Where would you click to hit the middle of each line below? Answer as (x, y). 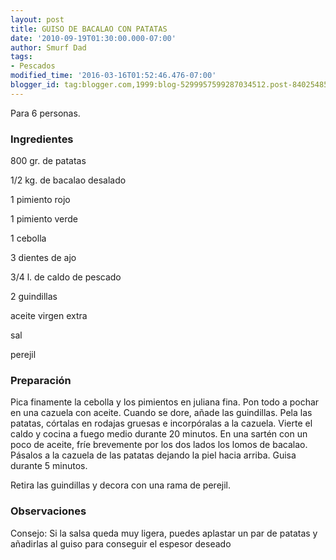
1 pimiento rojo (40, 200)
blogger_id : (35, 85)
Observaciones (48, 511)
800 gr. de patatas (48, 161)
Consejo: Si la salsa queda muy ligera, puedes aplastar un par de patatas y (164, 533)
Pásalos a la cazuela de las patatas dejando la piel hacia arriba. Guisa (153, 455)
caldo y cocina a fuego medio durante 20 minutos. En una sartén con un (159, 434)
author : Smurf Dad (48, 47)
